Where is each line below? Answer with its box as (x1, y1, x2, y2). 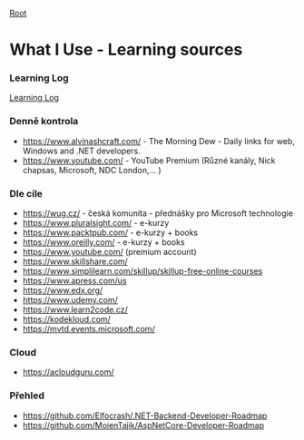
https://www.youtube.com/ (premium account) (22, 247, 197, 258)
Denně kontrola (9, 115, 79, 128)
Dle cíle (9, 187, 44, 200)
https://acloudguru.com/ (22, 367, 114, 377)
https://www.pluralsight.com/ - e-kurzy (22, 218, 170, 229)
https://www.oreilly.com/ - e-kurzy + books (22, 237, 185, 248)
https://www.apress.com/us (22, 276, 127, 287)
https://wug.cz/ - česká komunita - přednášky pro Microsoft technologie (22, 208, 293, 219)
